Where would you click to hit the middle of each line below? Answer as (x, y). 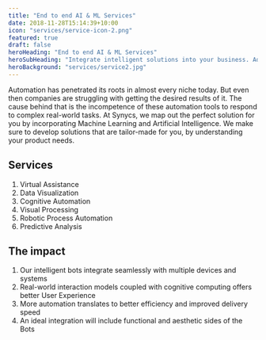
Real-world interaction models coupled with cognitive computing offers (135, 287)
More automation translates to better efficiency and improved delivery (133, 304)
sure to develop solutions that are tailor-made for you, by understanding (125, 132)
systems (33, 279)
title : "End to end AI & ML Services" (72, 15)
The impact (37, 251)
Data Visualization (49, 193)
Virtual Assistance (49, 184)
